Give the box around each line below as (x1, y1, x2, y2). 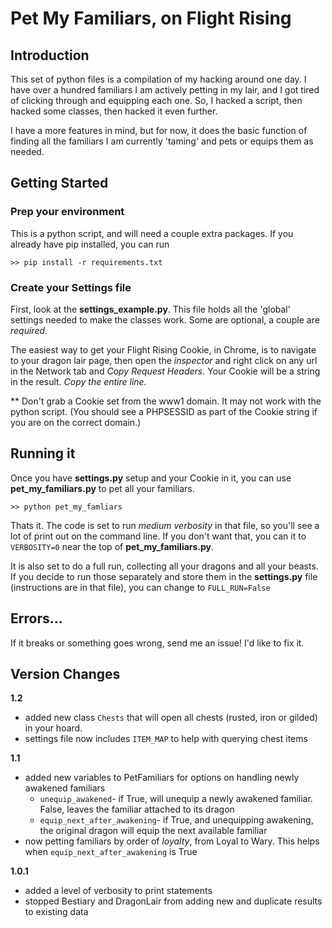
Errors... (10, 610, 63, 627)
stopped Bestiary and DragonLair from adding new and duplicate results (24, 895, 323, 907)
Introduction (10, 47, 90, 64)
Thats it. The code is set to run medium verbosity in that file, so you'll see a (10, 519, 320, 531)
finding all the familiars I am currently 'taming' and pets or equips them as (10, 135, 314, 147)
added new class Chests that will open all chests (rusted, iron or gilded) (24, 712, 318, 724)
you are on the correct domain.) (10, 416, 142, 428)
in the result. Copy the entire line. (10, 375, 147, 387)
